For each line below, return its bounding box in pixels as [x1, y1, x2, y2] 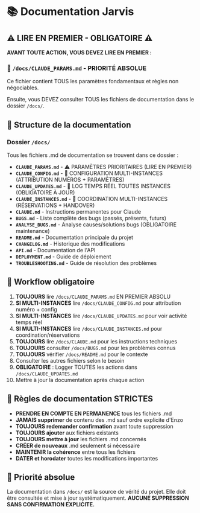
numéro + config [15, 305, 58, 313]
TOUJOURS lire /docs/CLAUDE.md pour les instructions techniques [15, 337, 177, 345]
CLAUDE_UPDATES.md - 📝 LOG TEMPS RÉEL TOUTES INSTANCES [15, 182, 171, 190]
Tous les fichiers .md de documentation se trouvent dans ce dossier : [7, 151, 179, 159]
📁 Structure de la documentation [7, 119, 131, 130]
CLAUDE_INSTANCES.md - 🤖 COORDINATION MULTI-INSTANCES [15, 195, 168, 202]
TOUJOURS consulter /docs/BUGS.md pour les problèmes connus [15, 344, 176, 351]
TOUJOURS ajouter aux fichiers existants [15, 429, 119, 436]
